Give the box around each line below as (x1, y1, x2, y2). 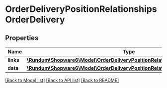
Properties (5, 34, 39, 42)
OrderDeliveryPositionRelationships (5, 3, 158, 15)
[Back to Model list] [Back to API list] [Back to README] (5, 78, 119, 83)
